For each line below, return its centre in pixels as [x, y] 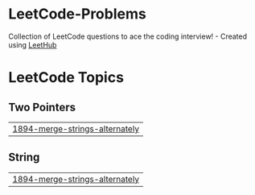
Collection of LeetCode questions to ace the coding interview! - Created [128, 36]
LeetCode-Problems [77, 14]
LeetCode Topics [66, 78]
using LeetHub [33, 44]
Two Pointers [42, 107]
